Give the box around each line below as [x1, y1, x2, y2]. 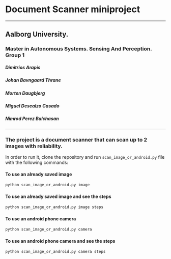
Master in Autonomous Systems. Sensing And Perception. [5, 45, 152, 52]
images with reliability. [5, 142, 63, 150]
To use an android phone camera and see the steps [5, 238, 116, 244]
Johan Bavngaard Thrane [5, 77, 61, 83]
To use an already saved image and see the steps [5, 193, 111, 199]
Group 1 [5, 52, 25, 59]
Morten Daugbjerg [5, 90, 45, 96]
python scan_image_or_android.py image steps [5, 205, 103, 210]
